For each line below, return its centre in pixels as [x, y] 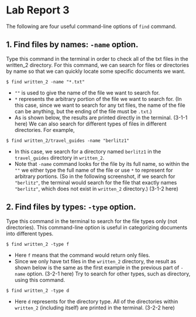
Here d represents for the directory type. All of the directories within [96, 301]
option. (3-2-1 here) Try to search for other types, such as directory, [109, 274]
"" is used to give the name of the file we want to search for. [87, 93]
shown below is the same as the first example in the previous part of [97, 267]
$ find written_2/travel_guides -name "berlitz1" [68, 141]
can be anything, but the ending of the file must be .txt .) [83, 111]
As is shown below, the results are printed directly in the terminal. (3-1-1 [101, 117]
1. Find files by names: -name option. [72, 45]
